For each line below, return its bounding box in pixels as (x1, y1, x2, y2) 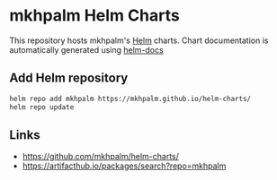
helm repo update (9, 102, 75, 112)
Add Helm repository (9, 71, 129, 86)
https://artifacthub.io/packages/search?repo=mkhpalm (22, 160, 227, 171)
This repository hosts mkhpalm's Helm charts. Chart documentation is (9, 35, 269, 46)
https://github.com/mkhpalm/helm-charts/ (22, 151, 180, 162)
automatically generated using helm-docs (9, 44, 164, 55)
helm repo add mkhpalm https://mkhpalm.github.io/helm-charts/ (9, 94, 252, 103)
